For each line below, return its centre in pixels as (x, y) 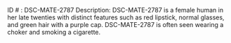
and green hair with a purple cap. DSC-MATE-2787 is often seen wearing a (115, 25)
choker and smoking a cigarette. (54, 32)
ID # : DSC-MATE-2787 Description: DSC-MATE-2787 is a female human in (115, 10)
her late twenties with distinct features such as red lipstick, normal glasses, (116, 17)
